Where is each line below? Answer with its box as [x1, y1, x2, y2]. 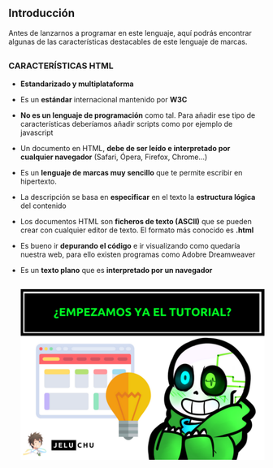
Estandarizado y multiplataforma [19, 79, 134, 89]
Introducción [8, 6, 76, 20]
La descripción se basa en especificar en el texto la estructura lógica [19, 192, 256, 201]
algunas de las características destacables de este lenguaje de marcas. [8, 37, 248, 46]
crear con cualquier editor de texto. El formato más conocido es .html [19, 225, 254, 235]
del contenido [19, 201, 67, 210]
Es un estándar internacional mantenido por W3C [19, 94, 188, 104]
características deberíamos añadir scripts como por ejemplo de [19, 119, 233, 128]
